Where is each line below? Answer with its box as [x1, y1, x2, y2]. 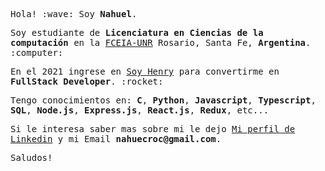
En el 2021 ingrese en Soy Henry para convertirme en [10, 66, 280, 77]
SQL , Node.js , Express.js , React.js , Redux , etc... [10, 105, 270, 116]
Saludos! [10, 152, 53, 163]
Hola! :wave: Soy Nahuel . [10, 9, 138, 19]
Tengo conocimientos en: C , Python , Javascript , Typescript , [10, 95, 317, 106]
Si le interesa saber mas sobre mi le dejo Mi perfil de [10, 124, 296, 134]
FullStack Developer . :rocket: [10, 76, 164, 87]
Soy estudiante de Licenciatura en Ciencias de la [10, 27, 264, 38]
